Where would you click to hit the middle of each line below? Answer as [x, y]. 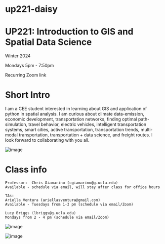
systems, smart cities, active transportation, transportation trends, [72, 130]
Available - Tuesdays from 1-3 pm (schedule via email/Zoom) [69, 204]
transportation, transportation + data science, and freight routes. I [86, 135]
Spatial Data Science [49, 42]
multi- [147, 130]
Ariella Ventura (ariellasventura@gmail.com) [53, 200]
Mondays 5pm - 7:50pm [30, 66]
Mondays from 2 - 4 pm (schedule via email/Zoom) [57, 217]
